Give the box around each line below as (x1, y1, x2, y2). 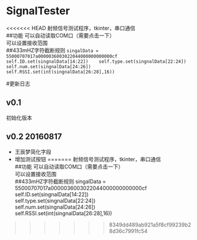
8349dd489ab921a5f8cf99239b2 (109, 221, 192, 228)
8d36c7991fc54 (109, 227, 148, 235)
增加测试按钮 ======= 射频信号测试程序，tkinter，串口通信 (14, 155, 162, 162)
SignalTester (6, 4, 70, 18)
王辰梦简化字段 (14, 148, 51, 155)
